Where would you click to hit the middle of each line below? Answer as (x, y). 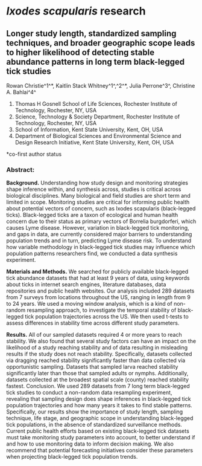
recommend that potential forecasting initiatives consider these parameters (100, 450)
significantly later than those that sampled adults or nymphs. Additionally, (97, 374)
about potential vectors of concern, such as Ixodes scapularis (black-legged (101, 209)
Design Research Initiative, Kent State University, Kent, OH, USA (94, 142)
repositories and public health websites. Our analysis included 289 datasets (100, 291)
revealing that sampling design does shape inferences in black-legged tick (99, 399)
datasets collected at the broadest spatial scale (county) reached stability (97, 380)
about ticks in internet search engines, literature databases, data (86, 285)
